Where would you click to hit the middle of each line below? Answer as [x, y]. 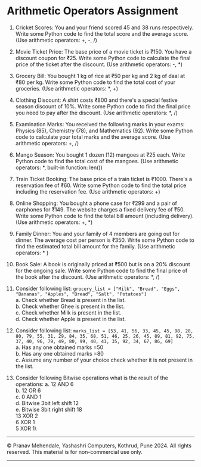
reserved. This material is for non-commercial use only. [75, 452]
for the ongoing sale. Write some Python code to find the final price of [101, 270]
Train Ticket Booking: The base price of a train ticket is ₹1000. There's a [104, 179]
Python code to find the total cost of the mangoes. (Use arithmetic [97, 161]
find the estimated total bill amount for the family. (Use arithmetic [95, 246]
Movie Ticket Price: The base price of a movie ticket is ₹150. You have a [103, 51]
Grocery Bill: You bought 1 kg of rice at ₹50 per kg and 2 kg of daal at [100, 76]
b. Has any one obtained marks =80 [59, 353]
